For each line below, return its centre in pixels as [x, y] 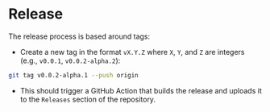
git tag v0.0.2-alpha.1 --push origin [73, 75]
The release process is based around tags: [79, 36]
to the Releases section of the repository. [87, 99]
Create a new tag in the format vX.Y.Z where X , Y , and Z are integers [132, 52]
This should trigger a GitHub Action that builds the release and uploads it [141, 90]
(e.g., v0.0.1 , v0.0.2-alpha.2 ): [70, 60]
